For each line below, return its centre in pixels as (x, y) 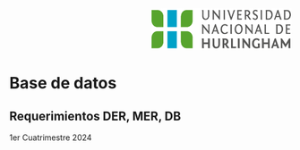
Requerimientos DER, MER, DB (95, 116)
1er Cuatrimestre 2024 (51, 137)
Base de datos (63, 83)
